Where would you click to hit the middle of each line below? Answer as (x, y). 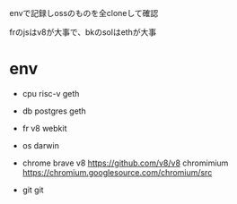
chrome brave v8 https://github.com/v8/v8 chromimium (125, 163)
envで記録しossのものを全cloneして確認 (84, 13)
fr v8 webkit (44, 128)
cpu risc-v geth (51, 93)
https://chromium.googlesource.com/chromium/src (117, 172)
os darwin (41, 145)
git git (33, 190)
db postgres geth (54, 111)
